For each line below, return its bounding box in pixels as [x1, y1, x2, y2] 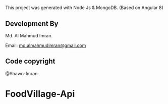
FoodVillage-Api [5, 88, 75, 99]
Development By [5, 19, 59, 28]
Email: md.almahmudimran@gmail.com [5, 42, 86, 48]
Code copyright [5, 57, 55, 66]
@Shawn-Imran [5, 70, 38, 76]
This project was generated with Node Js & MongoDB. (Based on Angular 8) [5, 5, 164, 11]
